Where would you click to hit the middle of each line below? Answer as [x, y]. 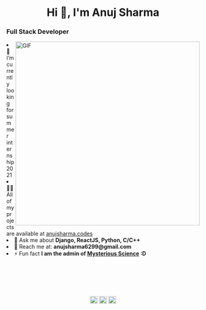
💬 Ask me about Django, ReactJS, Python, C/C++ [78, 240]
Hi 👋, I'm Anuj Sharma [103, 13]
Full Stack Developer [38, 32]
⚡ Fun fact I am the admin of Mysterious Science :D [80, 254]
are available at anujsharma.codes [50, 234]
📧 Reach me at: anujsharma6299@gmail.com [73, 247]
